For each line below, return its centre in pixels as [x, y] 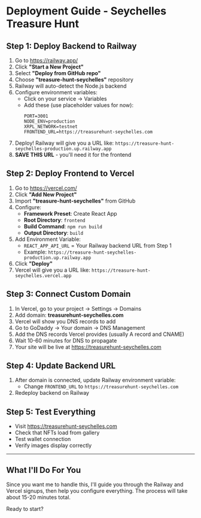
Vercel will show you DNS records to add [65, 321]
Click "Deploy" [33, 263]
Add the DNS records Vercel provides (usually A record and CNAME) [99, 334]
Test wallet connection [43, 439]
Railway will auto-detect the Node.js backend [71, 86]
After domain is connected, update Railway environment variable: [95, 380]
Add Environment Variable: [48, 239]
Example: [35, 252]
